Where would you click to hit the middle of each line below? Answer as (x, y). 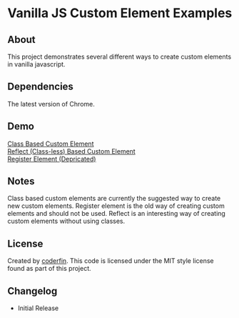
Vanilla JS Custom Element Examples (120, 13)
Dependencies (40, 87)
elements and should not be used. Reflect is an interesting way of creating (117, 214)
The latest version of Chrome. (51, 104)
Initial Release (38, 308)
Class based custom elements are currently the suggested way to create (114, 199)
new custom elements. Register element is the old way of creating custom (116, 206)
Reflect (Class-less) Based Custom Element (71, 151)
